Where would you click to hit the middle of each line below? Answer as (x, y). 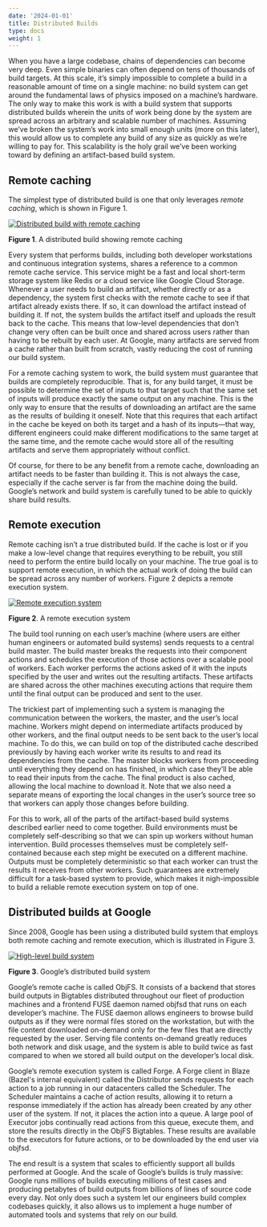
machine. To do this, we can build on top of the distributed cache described (133, 743)
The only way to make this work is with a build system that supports (120, 104)
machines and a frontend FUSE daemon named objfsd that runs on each (127, 1004)
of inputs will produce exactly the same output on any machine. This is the (131, 399)
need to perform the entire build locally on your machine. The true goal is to (133, 561)
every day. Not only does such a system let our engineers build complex (127, 1197)
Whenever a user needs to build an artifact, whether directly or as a (120, 289)
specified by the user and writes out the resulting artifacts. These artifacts (131, 676)
